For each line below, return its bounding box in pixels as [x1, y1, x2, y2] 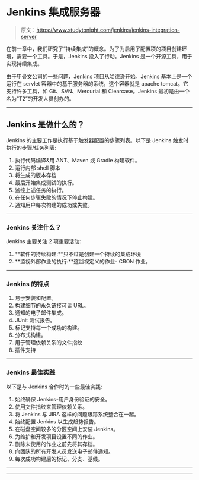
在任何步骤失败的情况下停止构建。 [14, 194, 98, 201]
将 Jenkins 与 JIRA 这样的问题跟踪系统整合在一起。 [14, 410, 140, 418]
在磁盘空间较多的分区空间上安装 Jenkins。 [14, 425, 118, 432]
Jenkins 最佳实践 [6, 368, 56, 377]
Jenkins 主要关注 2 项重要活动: [6, 238, 81, 245]
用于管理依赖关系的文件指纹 [14, 339, 83, 346]
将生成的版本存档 [14, 171, 57, 178]
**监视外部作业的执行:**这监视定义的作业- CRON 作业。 [14, 258, 151, 265]
